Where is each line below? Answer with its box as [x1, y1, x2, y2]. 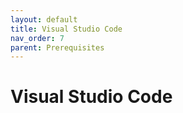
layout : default [10, 14, 78, 25]
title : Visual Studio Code [10, 24, 123, 34]
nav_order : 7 [10, 33, 65, 43]
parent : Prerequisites [10, 42, 105, 53]
